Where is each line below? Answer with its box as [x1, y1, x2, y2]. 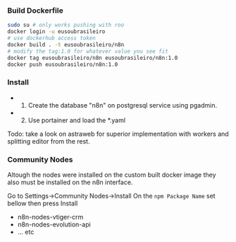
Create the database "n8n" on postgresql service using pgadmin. [27, 101, 217, 109]
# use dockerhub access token [7, 34, 97, 42]
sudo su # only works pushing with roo [7, 22, 125, 29]
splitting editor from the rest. [7, 136, 90, 146]
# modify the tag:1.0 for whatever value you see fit [7, 48, 169, 55]
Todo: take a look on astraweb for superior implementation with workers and [7, 129, 229, 138]
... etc [17, 228, 35, 236]
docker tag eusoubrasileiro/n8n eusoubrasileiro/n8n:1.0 [7, 54, 178, 61]
